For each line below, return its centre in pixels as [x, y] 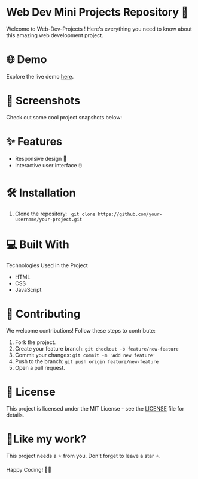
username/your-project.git [48, 219]
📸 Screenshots [43, 101]
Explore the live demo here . [40, 76]
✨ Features [34, 142]
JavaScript [28, 289]
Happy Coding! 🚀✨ [29, 470]
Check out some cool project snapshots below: [64, 117]
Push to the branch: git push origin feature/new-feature [87, 361]
